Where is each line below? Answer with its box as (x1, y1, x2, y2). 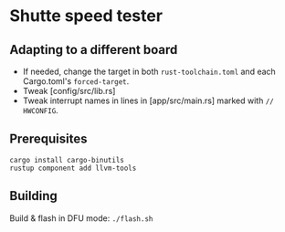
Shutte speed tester (9, 5, 163, 26)
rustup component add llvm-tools (9, 163, 137, 173)
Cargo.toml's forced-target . (22, 76, 130, 87)
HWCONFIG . (22, 105, 59, 115)
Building (9, 188, 58, 204)
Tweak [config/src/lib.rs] (22, 86, 116, 96)
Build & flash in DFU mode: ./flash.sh (9, 212, 153, 224)
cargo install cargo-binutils (9, 155, 125, 164)
